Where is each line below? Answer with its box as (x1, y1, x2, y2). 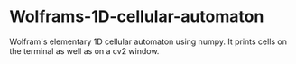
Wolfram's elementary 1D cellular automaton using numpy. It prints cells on (9, 36, 287, 47)
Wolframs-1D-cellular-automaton (9, 6, 264, 27)
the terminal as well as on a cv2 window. (9, 45, 160, 56)
